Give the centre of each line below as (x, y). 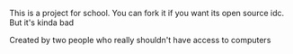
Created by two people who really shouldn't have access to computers (140, 40)
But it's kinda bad (42, 22)
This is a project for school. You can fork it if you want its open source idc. (147, 13)
